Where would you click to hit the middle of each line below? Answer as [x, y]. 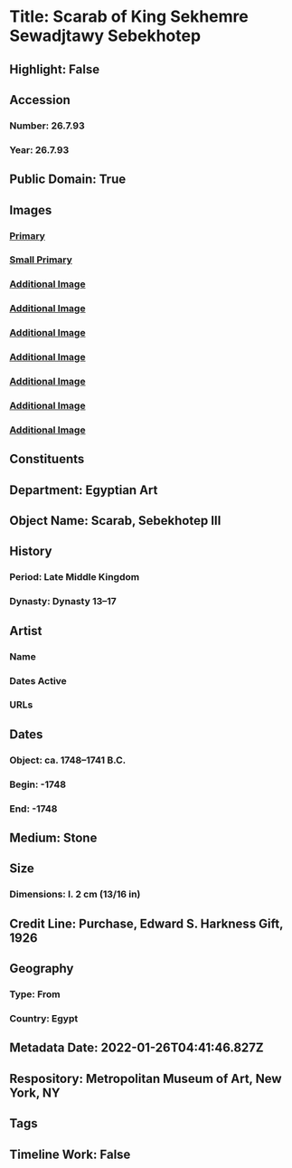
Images [31, 210]
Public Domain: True [68, 180]
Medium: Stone [53, 838]
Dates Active [38, 680]
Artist [26, 631]
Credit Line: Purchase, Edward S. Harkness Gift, [146, 923]
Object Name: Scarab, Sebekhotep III [115, 521]
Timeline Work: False [70, 1154]
